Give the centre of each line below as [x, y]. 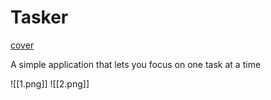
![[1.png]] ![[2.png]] [50, 83]
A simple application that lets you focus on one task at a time [136, 64]
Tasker [39, 17]
